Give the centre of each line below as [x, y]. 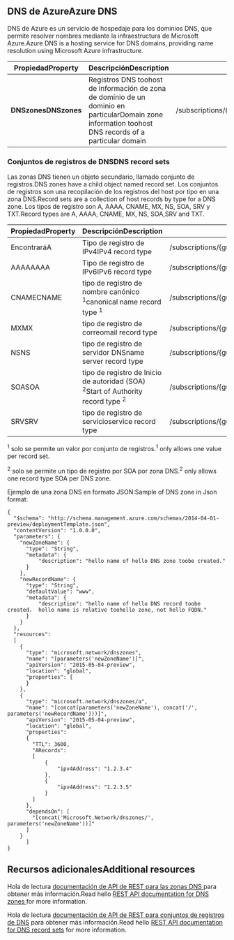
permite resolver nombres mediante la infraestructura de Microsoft [103, 36]
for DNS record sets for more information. [67, 930]
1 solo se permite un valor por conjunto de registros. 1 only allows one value [114, 448]
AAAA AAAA [30, 267]
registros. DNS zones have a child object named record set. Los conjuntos [113, 184]
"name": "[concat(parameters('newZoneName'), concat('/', [111, 707]
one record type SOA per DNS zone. [59, 478]
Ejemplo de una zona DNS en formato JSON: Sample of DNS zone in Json [112, 492]
